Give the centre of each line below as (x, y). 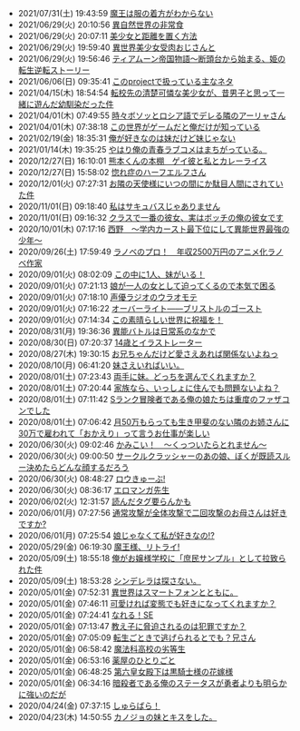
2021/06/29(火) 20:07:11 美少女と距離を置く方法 (107, 36)
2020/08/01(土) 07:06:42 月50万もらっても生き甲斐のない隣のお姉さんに (154, 422)
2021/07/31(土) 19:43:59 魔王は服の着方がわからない (116, 13)
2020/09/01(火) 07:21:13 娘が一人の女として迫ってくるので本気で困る (147, 286)
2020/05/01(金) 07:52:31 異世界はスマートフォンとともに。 (128, 592)
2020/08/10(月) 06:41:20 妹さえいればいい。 (101, 365)
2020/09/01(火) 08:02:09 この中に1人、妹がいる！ (111, 274)
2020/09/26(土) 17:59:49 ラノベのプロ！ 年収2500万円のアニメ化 (143, 252)
